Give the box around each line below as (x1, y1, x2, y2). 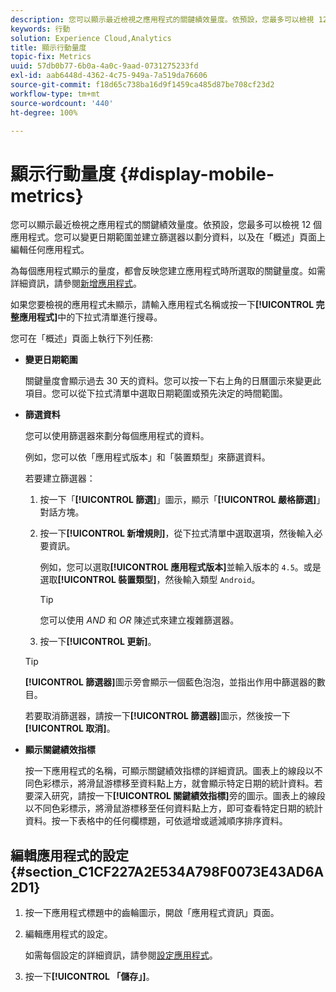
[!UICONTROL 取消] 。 (24, 722, 116, 735)
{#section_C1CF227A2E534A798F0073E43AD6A (10, 863, 325, 880)
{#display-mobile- (119, 162, 275, 185)
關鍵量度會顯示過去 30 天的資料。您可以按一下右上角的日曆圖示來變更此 (24, 375, 322, 387)
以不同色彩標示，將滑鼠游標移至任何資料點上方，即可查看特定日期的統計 (24, 802, 323, 815)
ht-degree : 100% (10, 107, 78, 118)
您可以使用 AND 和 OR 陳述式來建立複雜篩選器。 (39, 614, 240, 626)
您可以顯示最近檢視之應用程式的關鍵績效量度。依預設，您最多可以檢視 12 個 (10, 219, 323, 231)
